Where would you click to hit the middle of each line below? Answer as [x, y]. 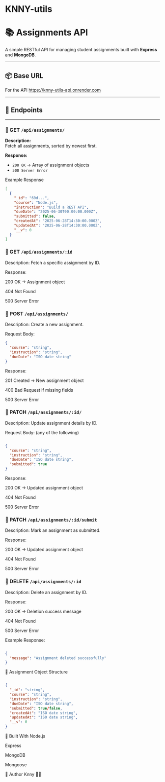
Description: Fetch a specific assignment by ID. [53, 262]
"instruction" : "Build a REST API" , [52, 207]
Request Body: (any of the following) [42, 432]
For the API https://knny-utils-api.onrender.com [53, 90]
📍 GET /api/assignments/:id [39, 252]
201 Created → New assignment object [44, 380]
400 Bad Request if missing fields [39, 390]
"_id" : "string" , [27, 690]
